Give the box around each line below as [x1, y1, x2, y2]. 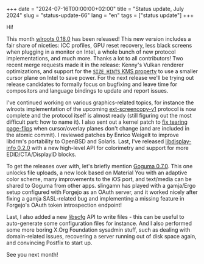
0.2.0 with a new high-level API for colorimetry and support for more [17, 144, 189, 151]
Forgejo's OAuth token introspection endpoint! [6, 201, 122, 209]
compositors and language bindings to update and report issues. [6, 87, 169, 94]
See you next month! [6, 251, 58, 258]
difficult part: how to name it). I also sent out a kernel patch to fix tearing [6, 118, 188, 126]
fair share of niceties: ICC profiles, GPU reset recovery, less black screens [6, 42, 192, 49]
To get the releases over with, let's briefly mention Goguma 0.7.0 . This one [6, 163, 193, 169]
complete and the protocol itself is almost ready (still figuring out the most [6, 112, 192, 119]
